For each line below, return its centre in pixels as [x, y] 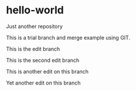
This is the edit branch [33, 49]
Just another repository [35, 26]
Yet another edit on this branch [43, 83]
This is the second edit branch [43, 60]
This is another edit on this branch [47, 71]
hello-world [35, 10]
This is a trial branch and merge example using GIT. [68, 37]
